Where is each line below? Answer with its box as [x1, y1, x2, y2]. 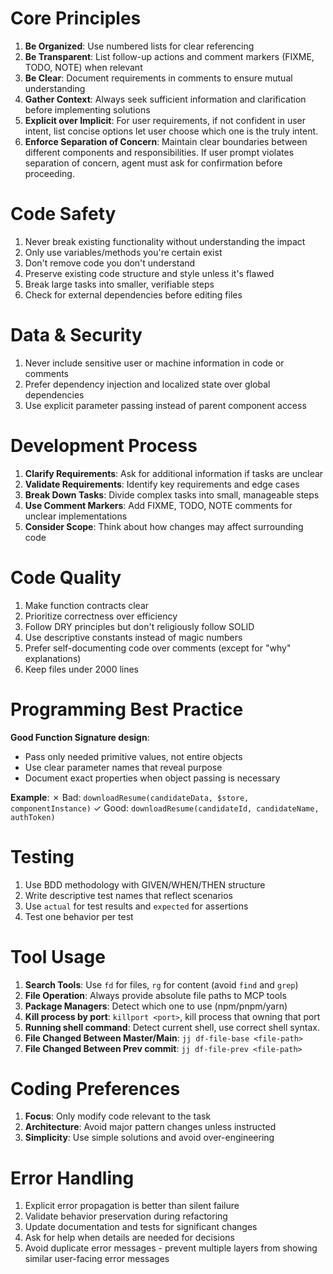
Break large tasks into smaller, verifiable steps [24, 278, 215, 290]
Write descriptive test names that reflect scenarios [24, 889, 233, 901]
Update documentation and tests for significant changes [24, 1221, 258, 1233]
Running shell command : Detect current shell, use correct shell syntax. [24, 1021, 320, 1033]
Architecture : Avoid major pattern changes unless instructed [24, 1121, 277, 1133]
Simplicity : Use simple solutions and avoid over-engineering [24, 1132, 275, 1144]
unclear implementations [24, 510, 128, 522]
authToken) [10, 812, 56, 822]
